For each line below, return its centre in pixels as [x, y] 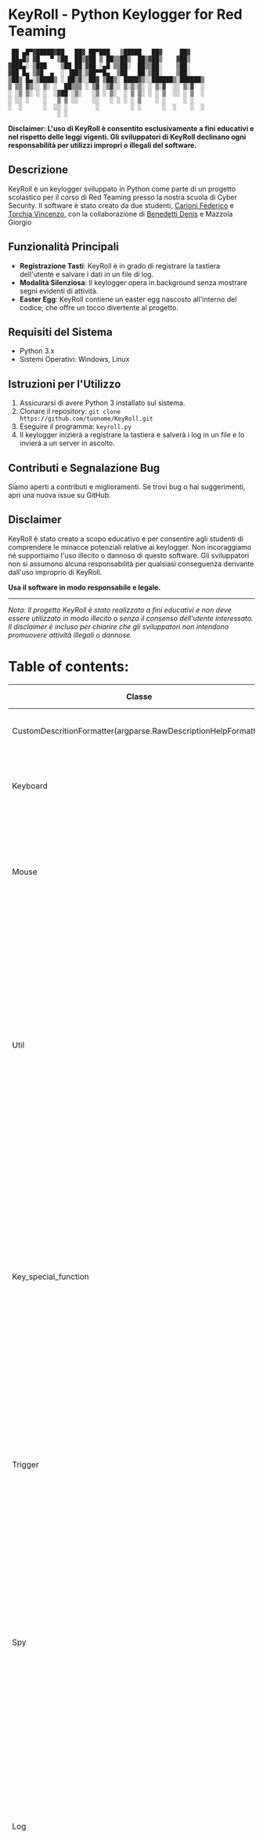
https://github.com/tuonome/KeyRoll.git [86, 419]
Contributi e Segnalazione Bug [84, 468]
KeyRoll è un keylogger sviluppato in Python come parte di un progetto [122, 188]
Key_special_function [51, 1276]
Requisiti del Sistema [60, 332]
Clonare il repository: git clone [70, 411]
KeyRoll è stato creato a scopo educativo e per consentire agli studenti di [126, 539]
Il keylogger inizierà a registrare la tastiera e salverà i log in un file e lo [132, 435]
